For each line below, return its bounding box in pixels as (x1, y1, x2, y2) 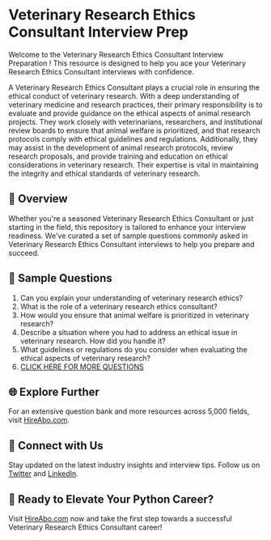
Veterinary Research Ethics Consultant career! (8, 522, 163, 532)
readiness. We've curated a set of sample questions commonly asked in (8, 231, 248, 240)
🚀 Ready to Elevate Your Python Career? (8, 492, 214, 506)
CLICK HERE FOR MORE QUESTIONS (19, 362, 144, 372)
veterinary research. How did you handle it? (19, 336, 166, 346)
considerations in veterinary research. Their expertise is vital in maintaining (8, 159, 259, 169)
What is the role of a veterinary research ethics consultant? (19, 301, 218, 311)
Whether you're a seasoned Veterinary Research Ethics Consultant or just (8, 213, 254, 223)
